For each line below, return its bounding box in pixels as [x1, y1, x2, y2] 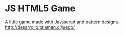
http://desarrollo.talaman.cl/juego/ [5, 24, 75, 30]
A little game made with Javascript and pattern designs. [5, 19, 119, 25]
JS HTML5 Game [5, 3, 76, 14]
